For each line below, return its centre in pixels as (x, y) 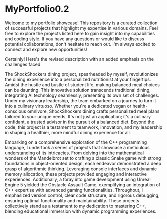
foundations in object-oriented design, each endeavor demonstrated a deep (83, 163)
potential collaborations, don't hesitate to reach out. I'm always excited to (81, 44)
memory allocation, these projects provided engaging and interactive (76, 174)
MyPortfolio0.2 (37, 9)
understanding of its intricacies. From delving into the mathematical (74, 153)
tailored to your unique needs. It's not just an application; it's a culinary (78, 116)
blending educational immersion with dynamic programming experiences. (81, 211)
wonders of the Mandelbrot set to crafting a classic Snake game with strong (83, 158)
